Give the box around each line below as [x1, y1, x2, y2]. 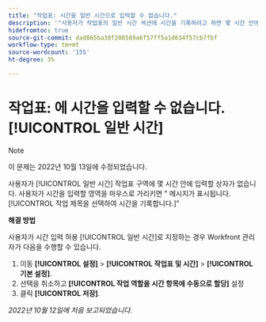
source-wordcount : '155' [8, 48, 90, 56]
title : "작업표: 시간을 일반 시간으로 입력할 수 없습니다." [8, 11, 177, 20]
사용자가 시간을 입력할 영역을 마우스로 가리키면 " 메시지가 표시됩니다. [18, 188, 231, 198]
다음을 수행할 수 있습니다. [22, 242, 101, 252]
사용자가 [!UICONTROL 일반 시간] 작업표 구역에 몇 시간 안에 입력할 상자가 [8, 179, 235, 188]
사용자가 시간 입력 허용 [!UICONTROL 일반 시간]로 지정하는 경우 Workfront [8, 232, 241, 241]
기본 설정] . [19, 268, 52, 278]
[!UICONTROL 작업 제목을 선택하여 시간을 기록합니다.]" [8, 199, 180, 208]
